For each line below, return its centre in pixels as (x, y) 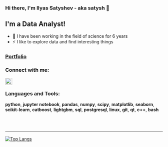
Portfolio (16, 56)
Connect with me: (27, 70)
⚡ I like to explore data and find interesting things (63, 41)
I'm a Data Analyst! (35, 24)
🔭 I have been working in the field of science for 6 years (70, 36)
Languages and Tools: (32, 93)
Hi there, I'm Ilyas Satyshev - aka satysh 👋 (57, 8)
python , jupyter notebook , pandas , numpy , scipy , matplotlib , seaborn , (80, 105)
